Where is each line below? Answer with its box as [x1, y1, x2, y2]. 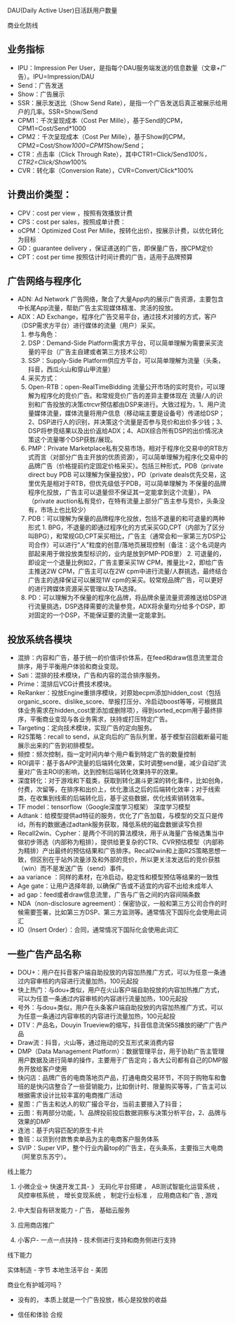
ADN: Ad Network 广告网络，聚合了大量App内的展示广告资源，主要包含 [17, 295, 224, 303]
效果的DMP [17, 1117, 51, 1126]
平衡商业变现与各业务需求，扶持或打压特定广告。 [29, 715, 172, 723]
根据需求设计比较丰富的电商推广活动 [17, 1091, 123, 1100]
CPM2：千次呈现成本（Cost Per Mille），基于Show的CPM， [17, 132, 189, 140]
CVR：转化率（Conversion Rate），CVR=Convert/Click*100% [17, 166, 194, 174]
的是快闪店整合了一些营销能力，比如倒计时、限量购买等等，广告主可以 [23, 1082, 227, 1090]
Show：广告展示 [17, 90, 65, 98]
